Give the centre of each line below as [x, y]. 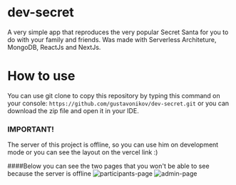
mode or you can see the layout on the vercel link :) [83, 152]
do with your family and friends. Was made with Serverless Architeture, [112, 39]
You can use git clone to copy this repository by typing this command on [114, 95]
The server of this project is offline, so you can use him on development [113, 145]
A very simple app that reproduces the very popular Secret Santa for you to [118, 32]
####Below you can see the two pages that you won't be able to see [108, 166]
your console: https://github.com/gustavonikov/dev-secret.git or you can [118, 103]
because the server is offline [49, 174]
